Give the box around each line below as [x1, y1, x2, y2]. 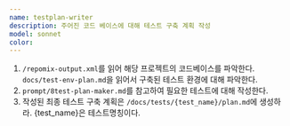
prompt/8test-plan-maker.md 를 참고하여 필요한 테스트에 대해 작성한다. [21, 85, 269, 96]
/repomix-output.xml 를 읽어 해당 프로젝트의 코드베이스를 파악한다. [21, 63, 255, 74]
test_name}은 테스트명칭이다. [36, 107, 141, 118]
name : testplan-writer [9, 12, 93, 22]
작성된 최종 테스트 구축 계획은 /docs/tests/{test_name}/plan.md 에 [21, 97, 258, 107]
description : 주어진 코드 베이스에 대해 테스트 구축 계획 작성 [9, 21, 211, 30]
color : [9, 37, 34, 47]
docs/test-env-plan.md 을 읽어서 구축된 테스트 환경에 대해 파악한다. [21, 75, 258, 85]
